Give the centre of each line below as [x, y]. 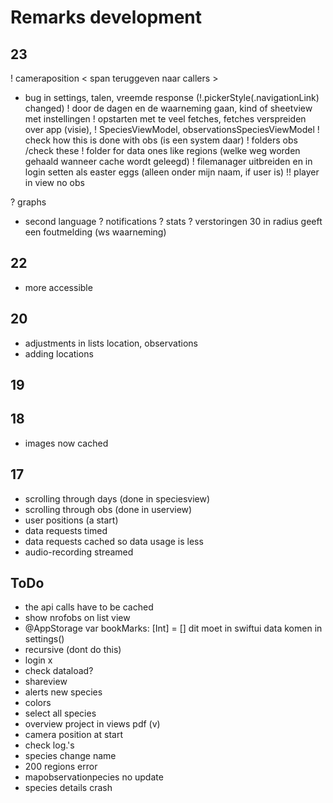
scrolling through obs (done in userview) [108, 509]
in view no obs [54, 182]
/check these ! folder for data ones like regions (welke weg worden [162, 150]
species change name [70, 756]
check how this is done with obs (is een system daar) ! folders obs [161, 140]
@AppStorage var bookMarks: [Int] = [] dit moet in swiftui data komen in [173, 628]
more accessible [58, 287]
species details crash [68, 788]
